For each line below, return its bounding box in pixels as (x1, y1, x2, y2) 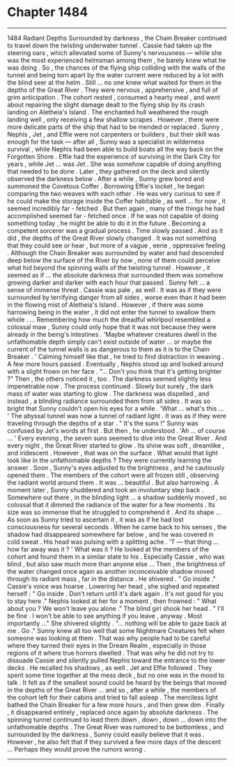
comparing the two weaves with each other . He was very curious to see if (7, 189, 221, 197)
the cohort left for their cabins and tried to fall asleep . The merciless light (7, 693, 218, 701)
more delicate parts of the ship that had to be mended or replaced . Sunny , (7, 123, 224, 131)
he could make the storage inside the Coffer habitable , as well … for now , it (7, 197, 226, 205)
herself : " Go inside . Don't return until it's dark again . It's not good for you (7, 589, 224, 598)
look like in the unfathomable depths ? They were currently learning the (7, 456, 212, 464)
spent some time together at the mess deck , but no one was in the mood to (7, 671, 225, 679)
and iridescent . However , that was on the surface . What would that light (7, 448, 218, 457)
